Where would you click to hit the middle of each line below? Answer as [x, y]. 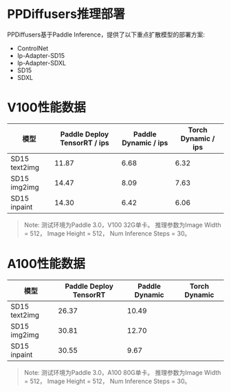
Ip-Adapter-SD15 [41, 55]
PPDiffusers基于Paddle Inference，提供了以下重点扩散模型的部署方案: [106, 34]
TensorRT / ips [85, 143]
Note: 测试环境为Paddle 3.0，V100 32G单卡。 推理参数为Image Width [122, 225]
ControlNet [33, 48]
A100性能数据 [46, 264]
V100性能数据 [46, 108]
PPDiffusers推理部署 [66, 14]
